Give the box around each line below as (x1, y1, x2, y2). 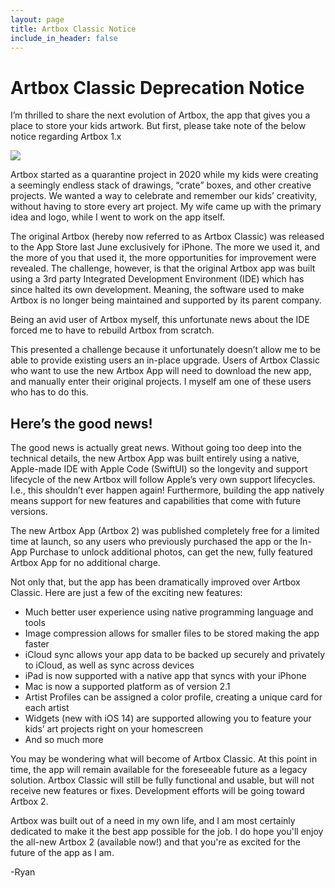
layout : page (10, 14, 65, 25)
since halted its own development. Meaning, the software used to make (10, 284, 305, 296)
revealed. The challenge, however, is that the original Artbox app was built (10, 262, 316, 275)
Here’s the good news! (10, 415, 153, 432)
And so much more (24, 734, 104, 746)
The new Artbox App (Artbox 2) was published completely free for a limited (10, 525, 320, 537)
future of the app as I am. (10, 847, 115, 859)
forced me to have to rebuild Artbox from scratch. (10, 324, 215, 336)
